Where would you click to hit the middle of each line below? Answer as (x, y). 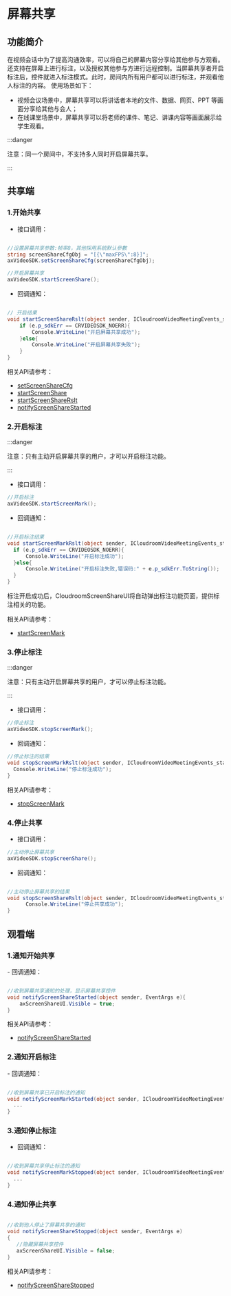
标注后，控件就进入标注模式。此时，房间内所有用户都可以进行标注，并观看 (112, 77)
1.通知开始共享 (31, 955)
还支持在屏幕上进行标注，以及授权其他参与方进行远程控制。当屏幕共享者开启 (115, 68)
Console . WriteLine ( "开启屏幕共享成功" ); (86, 332)
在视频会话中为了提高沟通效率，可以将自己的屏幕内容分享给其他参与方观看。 (115, 60)
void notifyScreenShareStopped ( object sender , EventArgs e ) (95, 1232)
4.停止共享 (25, 823)
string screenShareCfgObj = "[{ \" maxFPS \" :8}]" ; (78, 255)
